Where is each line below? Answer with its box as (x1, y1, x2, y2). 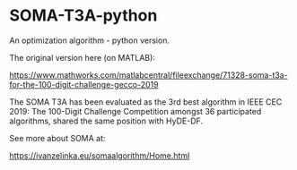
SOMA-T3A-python (9, 5, 158, 26)
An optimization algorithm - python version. (9, 35, 170, 46)
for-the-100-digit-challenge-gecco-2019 (9, 79, 159, 89)
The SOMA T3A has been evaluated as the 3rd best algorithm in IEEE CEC (9, 96, 283, 107)
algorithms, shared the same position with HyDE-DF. (9, 115, 204, 126)
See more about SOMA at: (9, 132, 106, 143)
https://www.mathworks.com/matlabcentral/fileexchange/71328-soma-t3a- (9, 69, 289, 81)
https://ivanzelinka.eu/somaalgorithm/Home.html (9, 149, 190, 161)
